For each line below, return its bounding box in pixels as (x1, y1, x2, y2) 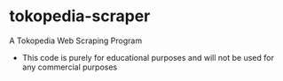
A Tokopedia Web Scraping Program (9, 35, 143, 46)
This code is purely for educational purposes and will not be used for (21, 52, 275, 63)
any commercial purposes (21, 62, 118, 72)
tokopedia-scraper (9, 6, 151, 26)
